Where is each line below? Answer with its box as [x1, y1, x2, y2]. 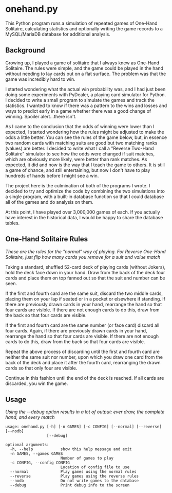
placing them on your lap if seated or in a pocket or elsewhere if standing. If [5, 295, 166, 302]
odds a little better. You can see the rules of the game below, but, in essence [5, 134, 167, 140]
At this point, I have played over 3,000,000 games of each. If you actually [5, 209, 160, 215]
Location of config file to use [60, 465, 130, 470]
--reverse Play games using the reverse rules [10, 474, 139, 479]
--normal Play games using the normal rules [10, 469, 137, 474]
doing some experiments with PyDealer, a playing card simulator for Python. [5, 91, 166, 98]
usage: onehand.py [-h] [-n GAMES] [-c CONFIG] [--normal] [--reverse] [5, 424, 162, 430]
